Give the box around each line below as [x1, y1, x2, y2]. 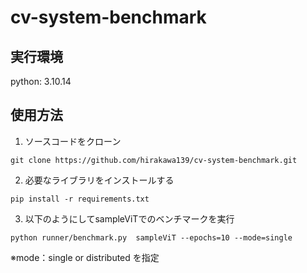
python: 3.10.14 [10, 76, 72, 87]
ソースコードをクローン [24, 135, 122, 147]
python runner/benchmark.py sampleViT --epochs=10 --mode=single [10, 232, 293, 243]
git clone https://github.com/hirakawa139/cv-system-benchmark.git [10, 155, 298, 165]
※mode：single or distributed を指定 [10, 251, 160, 263]
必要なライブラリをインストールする [24, 174, 175, 186]
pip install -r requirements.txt [10, 194, 150, 204]
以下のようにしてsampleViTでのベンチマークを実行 [24, 212, 235, 225]
